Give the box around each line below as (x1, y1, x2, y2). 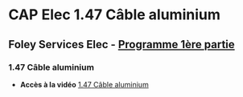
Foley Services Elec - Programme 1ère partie (8, 38, 235, 51)
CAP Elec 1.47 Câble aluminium (8, 6, 221, 24)
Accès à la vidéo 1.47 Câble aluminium (19, 79, 149, 89)
